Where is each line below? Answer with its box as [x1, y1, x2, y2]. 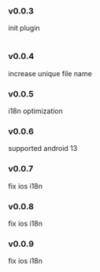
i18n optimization [8, 106, 63, 116]
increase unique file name [8, 68, 92, 78]
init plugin [8, 24, 41, 33]
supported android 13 [8, 144, 78, 153]
